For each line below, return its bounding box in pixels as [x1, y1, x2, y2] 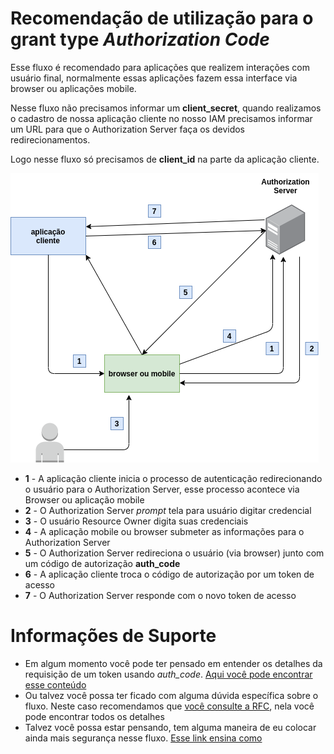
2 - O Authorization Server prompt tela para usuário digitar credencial [24, 504, 312, 516]
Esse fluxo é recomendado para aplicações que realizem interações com [10, 61, 311, 73]
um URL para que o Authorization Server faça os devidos [10, 123, 245, 135]
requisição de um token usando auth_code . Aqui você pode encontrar [24, 668, 313, 680]
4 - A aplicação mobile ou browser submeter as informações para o [24, 525, 305, 537]
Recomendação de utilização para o [10, 7, 314, 30]
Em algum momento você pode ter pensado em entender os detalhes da [24, 657, 323, 669]
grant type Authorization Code [10, 28, 270, 51]
